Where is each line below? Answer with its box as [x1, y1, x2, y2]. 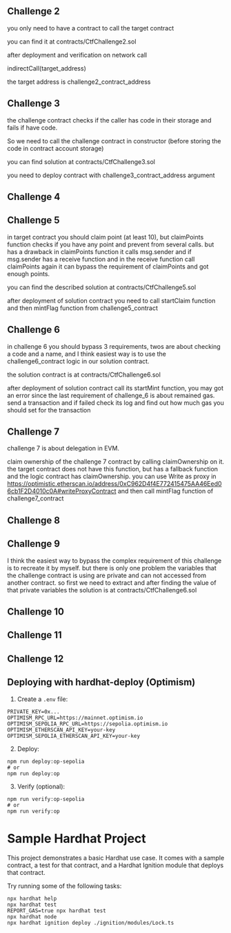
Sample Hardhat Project [7, 831, 146, 846]
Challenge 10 [7, 606, 64, 618]
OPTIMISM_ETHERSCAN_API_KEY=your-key [7, 726, 116, 733]
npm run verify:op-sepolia [7, 795, 85, 802]
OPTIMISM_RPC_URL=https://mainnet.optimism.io [7, 714, 143, 721]
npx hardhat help [7, 895, 57, 902]
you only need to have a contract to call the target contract [7, 24, 174, 32]
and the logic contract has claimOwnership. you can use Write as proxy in [7, 472, 217, 480]
